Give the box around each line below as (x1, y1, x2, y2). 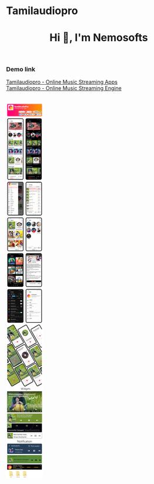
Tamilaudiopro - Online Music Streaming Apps (6, 78, 118, 86)
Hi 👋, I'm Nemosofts (49, 31, 148, 45)
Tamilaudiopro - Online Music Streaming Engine (6, 85, 122, 92)
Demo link (6, 65, 35, 74)
